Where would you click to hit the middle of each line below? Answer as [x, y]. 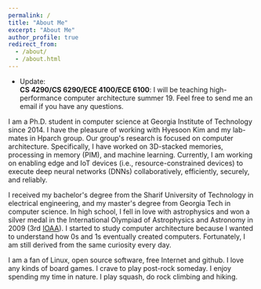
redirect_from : [33, 45]
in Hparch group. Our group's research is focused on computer [132, 138]
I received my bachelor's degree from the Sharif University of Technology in [131, 195]
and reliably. [28, 179]
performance [41, 98]
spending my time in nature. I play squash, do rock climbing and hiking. [123, 276]
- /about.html [38, 60]
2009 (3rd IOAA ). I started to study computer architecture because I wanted [130, 228]
